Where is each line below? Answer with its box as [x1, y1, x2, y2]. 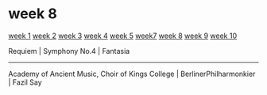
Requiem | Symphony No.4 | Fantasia [8, 46, 130, 55]
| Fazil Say [8, 77, 42, 87]
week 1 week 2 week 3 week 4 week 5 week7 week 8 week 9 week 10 [8, 31, 237, 40]
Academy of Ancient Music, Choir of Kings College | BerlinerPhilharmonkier [8, 69, 256, 78]
